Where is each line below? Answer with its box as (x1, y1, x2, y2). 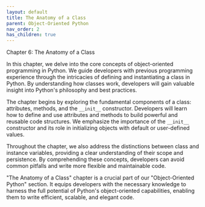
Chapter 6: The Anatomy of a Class (6, 48, 95, 56)
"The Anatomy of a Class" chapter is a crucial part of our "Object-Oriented (6, 174, 195, 181)
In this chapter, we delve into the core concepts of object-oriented (6, 61, 174, 68)
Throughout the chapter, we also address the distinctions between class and (6, 143, 199, 150)
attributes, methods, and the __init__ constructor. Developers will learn (6, 105, 188, 112)
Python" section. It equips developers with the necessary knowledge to (6, 181, 187, 188)
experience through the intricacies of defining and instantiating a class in (6, 73, 190, 81)
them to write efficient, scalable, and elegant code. (6, 194, 135, 201)
